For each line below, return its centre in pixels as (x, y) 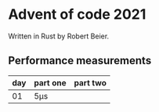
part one (50, 82)
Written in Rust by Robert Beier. (59, 36)
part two (90, 82)
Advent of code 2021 (77, 14)
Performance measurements (80, 61)
